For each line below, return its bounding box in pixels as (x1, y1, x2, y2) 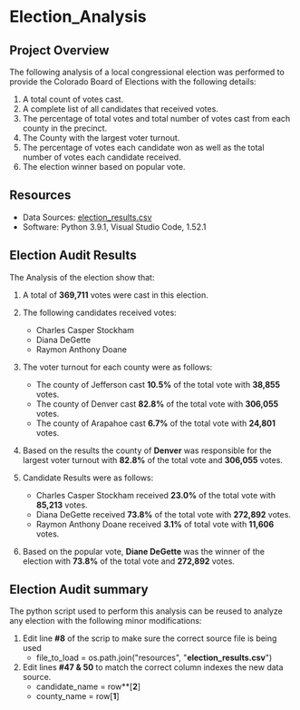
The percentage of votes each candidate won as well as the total (22, 143, 265, 153)
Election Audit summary (9, 582, 149, 597)
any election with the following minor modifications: (9, 616, 202, 626)
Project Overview (9, 43, 110, 58)
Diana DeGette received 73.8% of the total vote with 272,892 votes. (35, 508, 292, 519)
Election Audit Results (9, 248, 138, 263)
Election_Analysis (9, 6, 147, 27)
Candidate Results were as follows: (22, 472, 154, 483)
